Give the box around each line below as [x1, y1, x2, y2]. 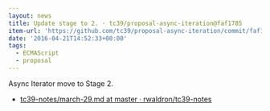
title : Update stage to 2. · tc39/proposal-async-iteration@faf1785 [8, 19, 243, 27]
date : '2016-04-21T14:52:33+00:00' [8, 34, 128, 43]
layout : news [8, 11, 52, 20]
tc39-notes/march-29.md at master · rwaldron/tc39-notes [19, 94, 212, 104]
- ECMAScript [15, 49, 59, 57]
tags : [8, 42, 27, 50]
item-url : [8, 27, 42, 35]
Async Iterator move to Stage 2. [8, 78, 114, 88]
